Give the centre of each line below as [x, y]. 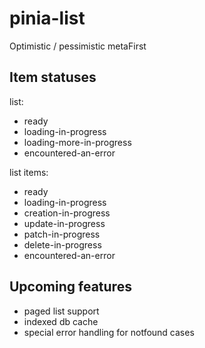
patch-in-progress [62, 234]
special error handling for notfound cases [109, 332]
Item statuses [53, 77]
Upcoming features [70, 287]
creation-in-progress [67, 213]
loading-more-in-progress [77, 142]
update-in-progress [64, 223]
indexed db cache [61, 321]
